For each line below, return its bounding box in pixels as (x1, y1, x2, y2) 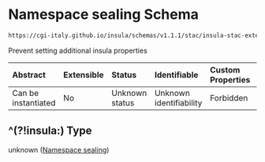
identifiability (154, 97, 203, 108)
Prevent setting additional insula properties (8, 46, 147, 55)
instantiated (12, 97, 56, 108)
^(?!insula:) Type (8, 124, 92, 138)
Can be (12, 87, 39, 98)
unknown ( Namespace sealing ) (8, 145, 110, 154)
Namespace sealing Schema (8, 6, 200, 24)
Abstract (12, 69, 46, 80)
